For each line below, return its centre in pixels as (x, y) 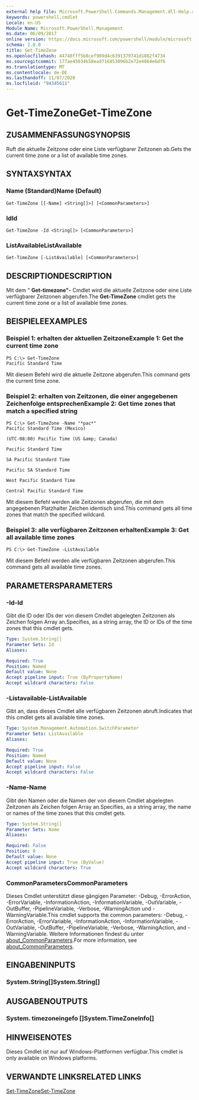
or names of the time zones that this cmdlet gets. (66, 813)
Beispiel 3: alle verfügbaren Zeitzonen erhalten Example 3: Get (98, 530)
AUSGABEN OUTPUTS (47, 1001)
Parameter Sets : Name (33, 830)
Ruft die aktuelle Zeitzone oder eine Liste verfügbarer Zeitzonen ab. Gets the (99, 149)
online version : (26, 39)
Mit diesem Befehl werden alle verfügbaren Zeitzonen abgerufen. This (91, 561)
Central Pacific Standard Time (45, 491)
